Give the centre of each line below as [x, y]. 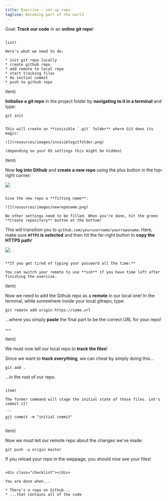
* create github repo [28, 64]
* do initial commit [27, 78]
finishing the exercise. [31, 276]
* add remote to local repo [35, 69]
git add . [16, 367]
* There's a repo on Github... [38, 490]
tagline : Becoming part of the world [45, 15]
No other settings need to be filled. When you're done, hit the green [81, 216]
